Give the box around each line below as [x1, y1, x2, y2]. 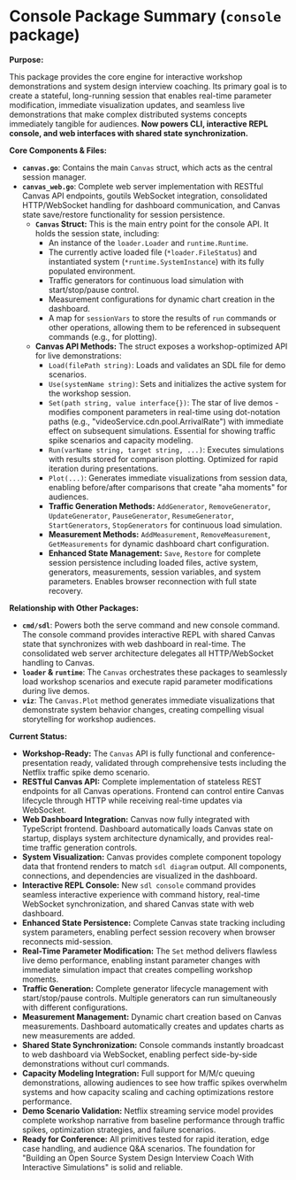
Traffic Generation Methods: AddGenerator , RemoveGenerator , [48, 500, 271, 511]
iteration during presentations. [48, 463, 159, 474]
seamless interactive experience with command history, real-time [21, 889, 261, 899]
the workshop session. [48, 388, 132, 398]
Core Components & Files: [9, 144, 108, 156]
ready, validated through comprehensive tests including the [70, 757, 287, 767]
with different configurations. [21, 1002, 128, 1013]
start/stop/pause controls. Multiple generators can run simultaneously [21, 992, 277, 1003]
